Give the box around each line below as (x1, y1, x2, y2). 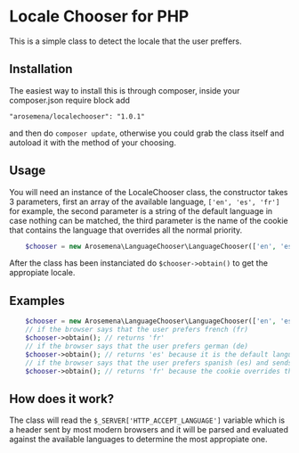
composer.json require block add (9, 95, 131, 105)
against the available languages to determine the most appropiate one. (9, 434, 269, 445)
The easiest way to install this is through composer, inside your (9, 85, 240, 95)
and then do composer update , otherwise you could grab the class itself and (9, 128, 285, 138)
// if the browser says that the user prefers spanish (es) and (25, 358, 269, 367)
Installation (9, 62, 73, 77)
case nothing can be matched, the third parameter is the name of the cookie (9, 215, 288, 226)
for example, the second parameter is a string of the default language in (9, 205, 273, 216)
